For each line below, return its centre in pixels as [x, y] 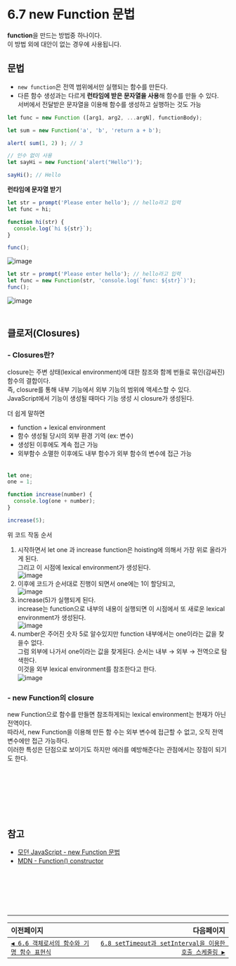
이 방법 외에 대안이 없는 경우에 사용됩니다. [64, 44]
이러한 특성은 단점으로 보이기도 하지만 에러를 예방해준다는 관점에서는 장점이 [111, 750]
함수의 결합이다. [29, 380]
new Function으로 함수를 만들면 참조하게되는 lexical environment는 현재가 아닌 [117, 715]
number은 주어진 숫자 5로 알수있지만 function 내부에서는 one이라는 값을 [117, 634]
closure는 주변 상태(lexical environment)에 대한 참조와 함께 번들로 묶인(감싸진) [116, 372]
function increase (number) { [50, 495]
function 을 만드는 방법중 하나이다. [54, 35]
